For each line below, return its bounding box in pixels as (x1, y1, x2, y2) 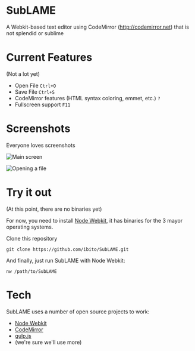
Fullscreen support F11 (14, 101, 71, 108)
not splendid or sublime (6, 29, 64, 36)
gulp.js (14, 332, 32, 339)
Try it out (6, 186, 52, 199)
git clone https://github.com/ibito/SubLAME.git (6, 246, 129, 253)
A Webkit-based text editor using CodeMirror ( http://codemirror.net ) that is (6, 23, 189, 30)
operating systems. (6, 223, 54, 230)
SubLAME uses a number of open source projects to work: (6, 308, 150, 315)
